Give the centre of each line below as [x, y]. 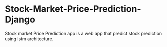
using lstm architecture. [29, 39]
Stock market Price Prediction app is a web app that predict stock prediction [83, 33]
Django [20, 20]
